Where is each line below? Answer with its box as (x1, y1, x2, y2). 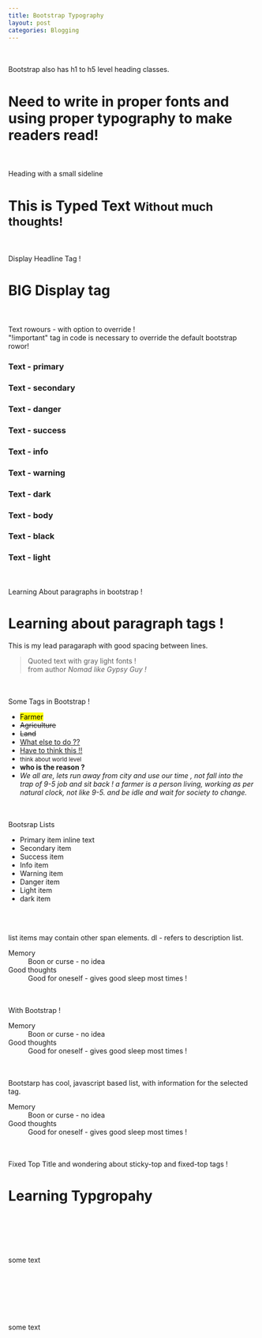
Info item (19, 860, 49, 870)
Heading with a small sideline (8, 169, 103, 179)
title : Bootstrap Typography (8, 11, 104, 20)
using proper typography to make (8, 109, 233, 127)
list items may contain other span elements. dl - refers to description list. (8, 932, 244, 942)
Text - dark (8, 488, 51, 499)
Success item (19, 852, 65, 861)
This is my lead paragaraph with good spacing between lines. (8, 641, 208, 650)
